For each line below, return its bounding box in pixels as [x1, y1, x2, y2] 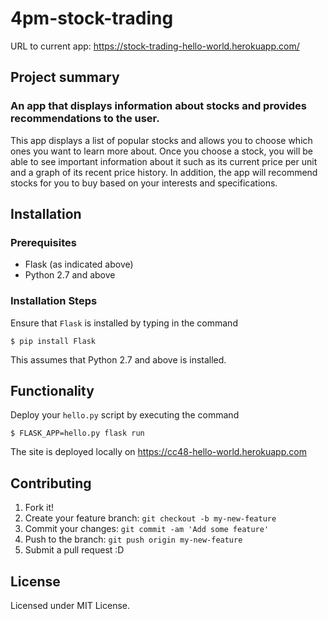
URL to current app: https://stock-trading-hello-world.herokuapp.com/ [10, 40, 300, 52]
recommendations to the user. [10, 112, 160, 126]
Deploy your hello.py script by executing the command [10, 409, 240, 421]
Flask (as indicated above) [24, 258, 134, 271]
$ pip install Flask [10, 336, 97, 346]
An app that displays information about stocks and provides [10, 99, 307, 113]
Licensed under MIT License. [10, 600, 130, 612]
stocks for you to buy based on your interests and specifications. [10, 177, 278, 189]
